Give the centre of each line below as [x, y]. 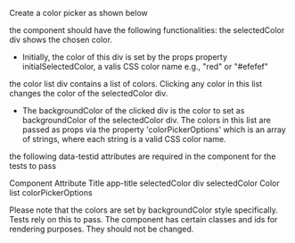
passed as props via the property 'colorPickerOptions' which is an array [154, 130]
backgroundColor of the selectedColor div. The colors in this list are [147, 120]
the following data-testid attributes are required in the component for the [143, 156]
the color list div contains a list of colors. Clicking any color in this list [136, 84]
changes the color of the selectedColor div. [89, 93]
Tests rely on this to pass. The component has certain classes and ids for [143, 219]
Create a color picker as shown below [79, 13]
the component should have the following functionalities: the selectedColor [147, 30]
